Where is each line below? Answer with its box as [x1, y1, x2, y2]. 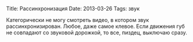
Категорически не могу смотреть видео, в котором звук [6, 17, 149, 23]
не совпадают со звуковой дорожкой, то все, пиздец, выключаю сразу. [6, 29, 188, 36]
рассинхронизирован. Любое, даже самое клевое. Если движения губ [6, 23, 185, 30]
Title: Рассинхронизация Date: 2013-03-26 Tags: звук [6, 5, 140, 12]
